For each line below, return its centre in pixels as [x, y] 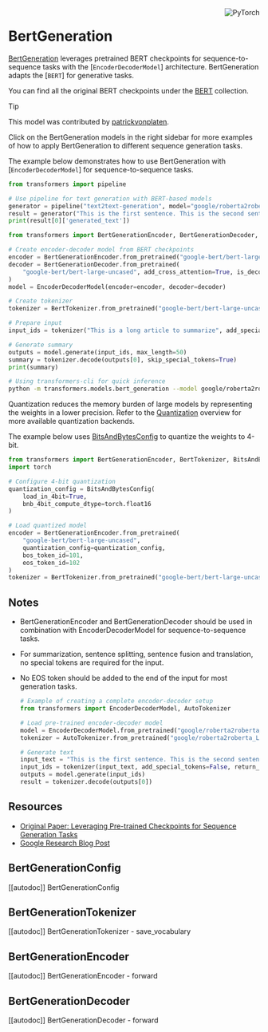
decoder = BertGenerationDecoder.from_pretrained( [94, 264]
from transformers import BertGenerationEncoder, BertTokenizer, [119, 460]
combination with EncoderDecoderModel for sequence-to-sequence [133, 631]
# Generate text [47, 752]
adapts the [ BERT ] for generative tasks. [71, 75]
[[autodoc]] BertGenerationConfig [64, 887]
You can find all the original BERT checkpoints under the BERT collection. [128, 90]
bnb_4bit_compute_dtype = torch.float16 [87, 504]
